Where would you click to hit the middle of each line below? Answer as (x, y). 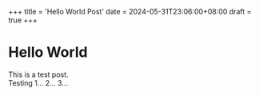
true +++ (23, 20)
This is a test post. (39, 74)
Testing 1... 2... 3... (38, 82)
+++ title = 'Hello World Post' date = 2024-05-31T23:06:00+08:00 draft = (130, 12)
